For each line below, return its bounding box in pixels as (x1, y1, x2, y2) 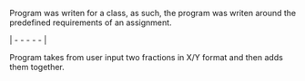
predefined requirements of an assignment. (9, 17, 172, 28)
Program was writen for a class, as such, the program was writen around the (9, 8, 297, 18)
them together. (9, 62, 66, 72)
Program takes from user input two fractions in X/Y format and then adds (9, 52, 284, 62)
